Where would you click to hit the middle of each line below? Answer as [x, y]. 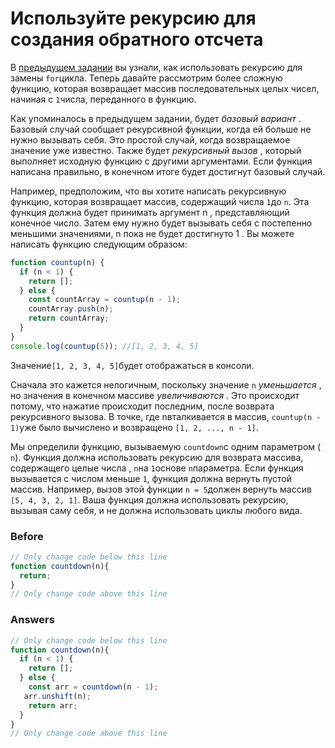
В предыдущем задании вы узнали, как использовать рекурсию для [156, 67]
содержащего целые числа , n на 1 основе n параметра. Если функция [157, 468]
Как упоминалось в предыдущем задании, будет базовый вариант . [156, 118]
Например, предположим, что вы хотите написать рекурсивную [148, 191]
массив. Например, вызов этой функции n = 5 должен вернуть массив [161, 489]
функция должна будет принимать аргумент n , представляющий [150, 212]
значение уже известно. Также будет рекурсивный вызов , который [156, 150]
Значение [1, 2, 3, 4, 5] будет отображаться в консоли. [132, 365]
